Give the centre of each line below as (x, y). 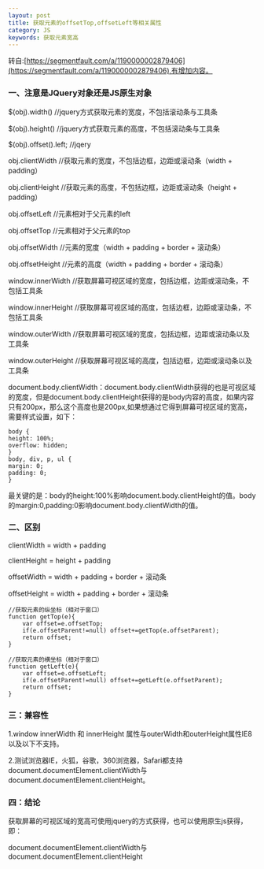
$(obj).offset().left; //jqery (50, 144)
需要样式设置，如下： (42, 416)
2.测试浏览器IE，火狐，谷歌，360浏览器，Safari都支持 (95, 760)
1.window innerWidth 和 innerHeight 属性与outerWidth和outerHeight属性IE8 (130, 734)
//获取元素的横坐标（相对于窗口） (56, 659)
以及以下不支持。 (36, 744)
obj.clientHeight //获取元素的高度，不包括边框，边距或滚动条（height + (123, 187)
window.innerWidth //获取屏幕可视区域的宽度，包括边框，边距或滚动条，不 (129, 280)
